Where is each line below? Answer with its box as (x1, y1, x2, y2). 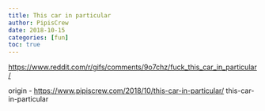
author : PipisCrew (8, 19, 69, 27)
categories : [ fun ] (8, 33, 69, 42)
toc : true (8, 41, 41, 49)
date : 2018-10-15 (8, 26, 66, 34)
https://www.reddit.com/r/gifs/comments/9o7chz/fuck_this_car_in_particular (8, 62, 257, 72)
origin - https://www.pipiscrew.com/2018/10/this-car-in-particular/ (8, 86, 225, 95)
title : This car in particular (8, 11, 112, 20)
